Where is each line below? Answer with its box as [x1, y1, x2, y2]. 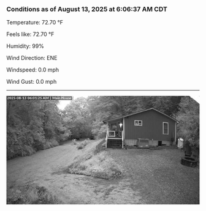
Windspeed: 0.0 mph [6, 66, 59, 73]
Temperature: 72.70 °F [6, 19, 63, 26]
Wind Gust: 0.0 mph [6, 78, 57, 86]
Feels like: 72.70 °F [6, 31, 55, 38]
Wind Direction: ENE [6, 54, 58, 62]
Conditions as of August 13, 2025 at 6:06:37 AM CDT [6, 5, 167, 13]
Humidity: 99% [6, 42, 45, 50]
